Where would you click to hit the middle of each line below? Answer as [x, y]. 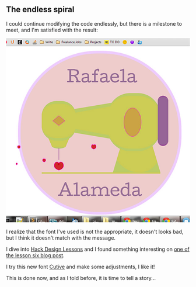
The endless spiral [40, 10]
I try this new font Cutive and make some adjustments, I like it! [80, 267]
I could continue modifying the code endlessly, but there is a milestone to [94, 23]
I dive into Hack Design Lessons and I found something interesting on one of [98, 249]
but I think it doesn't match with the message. [61, 238]
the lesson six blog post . [36, 255]
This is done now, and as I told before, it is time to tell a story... [81, 278]
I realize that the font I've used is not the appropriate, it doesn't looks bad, [95, 231]
